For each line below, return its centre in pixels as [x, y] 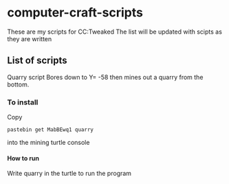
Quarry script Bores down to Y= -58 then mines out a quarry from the [105, 77]
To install [23, 102]
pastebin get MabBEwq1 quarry [51, 130]
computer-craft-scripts [75, 13]
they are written [30, 38]
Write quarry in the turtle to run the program [69, 174]
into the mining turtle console [48, 143]
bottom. [18, 84]
